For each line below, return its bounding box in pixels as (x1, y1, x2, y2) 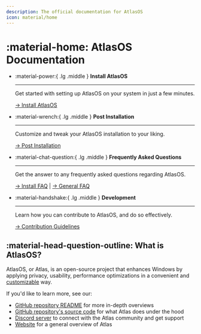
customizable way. (6, 278, 53, 285)
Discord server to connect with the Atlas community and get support (14, 314, 184, 321)
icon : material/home (6, 14, 58, 20)
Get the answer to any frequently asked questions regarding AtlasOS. (14, 171, 186, 178)
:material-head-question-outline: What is (6, 240, 165, 251)
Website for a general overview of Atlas (14, 321, 112, 328)
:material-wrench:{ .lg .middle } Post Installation (14, 113, 135, 121)
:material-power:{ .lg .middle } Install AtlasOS (14, 73, 128, 80)
